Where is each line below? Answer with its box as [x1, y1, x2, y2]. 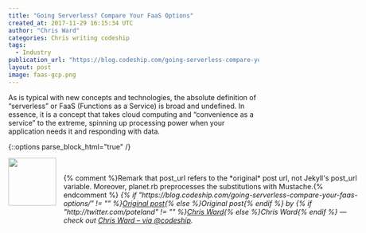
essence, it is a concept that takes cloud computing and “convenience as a [8, 109, 255, 119]
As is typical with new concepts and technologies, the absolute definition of [8, 92, 257, 102]
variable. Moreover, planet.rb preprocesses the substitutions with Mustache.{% [63, 181, 324, 191]
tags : [8, 41, 26, 49]
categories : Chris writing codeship [8, 33, 130, 42]
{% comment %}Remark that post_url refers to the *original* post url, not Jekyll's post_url [63, 173, 357, 183]
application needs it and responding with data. [8, 126, 161, 136]
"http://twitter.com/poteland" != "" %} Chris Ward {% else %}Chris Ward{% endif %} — [63, 207, 348, 216]
